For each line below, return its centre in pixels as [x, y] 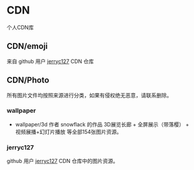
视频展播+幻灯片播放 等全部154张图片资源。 [69, 132]
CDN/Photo [28, 80]
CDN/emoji [27, 46]
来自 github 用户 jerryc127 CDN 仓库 [50, 61]
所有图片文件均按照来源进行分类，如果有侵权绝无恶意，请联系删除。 [89, 95]
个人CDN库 [20, 27]
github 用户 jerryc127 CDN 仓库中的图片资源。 [63, 161]
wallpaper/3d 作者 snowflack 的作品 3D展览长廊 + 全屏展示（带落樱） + [102, 124]
